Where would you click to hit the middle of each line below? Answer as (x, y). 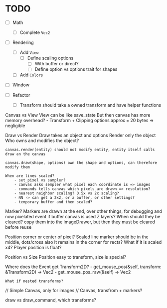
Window (21, 85)
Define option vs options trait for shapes (76, 69)
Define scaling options (50, 58)
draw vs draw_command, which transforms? (51, 300)
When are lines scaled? (30, 176)
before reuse (18, 227)
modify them (17, 167)
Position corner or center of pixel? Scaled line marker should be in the (77, 237)
